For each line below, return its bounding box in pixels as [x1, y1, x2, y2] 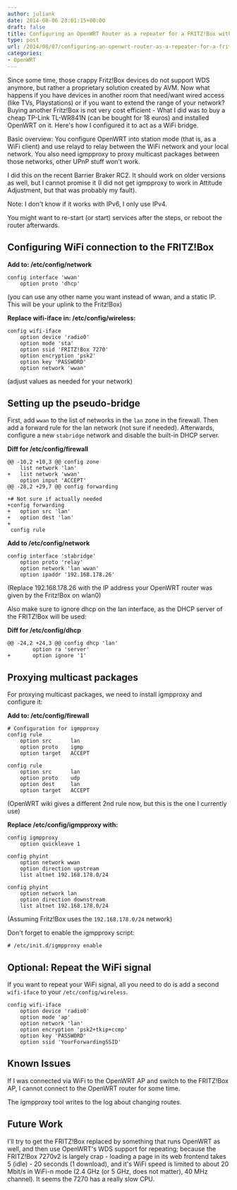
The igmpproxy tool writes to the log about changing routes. [7, 1097, 182, 1106]
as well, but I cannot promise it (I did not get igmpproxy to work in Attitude [7, 178, 223, 187]
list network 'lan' [20, 465, 78, 472]
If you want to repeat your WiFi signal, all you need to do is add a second [7, 981, 219, 988]
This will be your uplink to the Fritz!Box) [7, 300, 122, 308]
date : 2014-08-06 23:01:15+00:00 [7, 17, 106, 24]
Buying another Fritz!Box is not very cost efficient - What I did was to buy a [7, 105, 226, 114]
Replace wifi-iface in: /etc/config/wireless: [7, 313, 136, 322]
